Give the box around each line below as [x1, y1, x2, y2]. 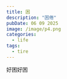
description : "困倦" [6, 15, 57, 21]
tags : [6, 43, 20, 49]
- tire [12, 49, 29, 55]
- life [12, 37, 29, 43]
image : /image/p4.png [6, 26, 62, 32]
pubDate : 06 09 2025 [6, 20, 59, 26]
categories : [6, 32, 37, 38]
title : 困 [6, 9, 30, 15]
